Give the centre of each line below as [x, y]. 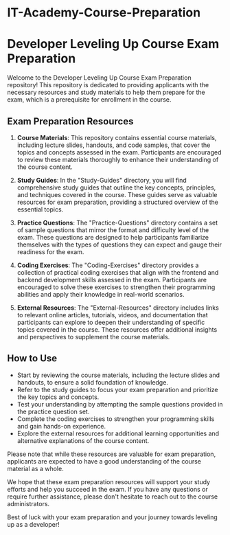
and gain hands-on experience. [61, 426]
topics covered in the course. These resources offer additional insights [117, 329]
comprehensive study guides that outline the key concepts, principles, [116, 187]
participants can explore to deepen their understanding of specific [111, 322]
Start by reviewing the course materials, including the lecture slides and [118, 375]
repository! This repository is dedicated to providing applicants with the [108, 85]
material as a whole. [35, 468]
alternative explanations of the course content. [83, 440]
